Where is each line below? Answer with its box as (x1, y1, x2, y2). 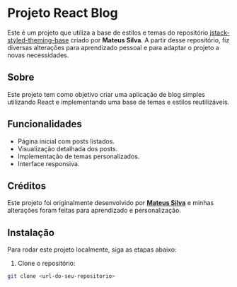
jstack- (209, 28, 230, 37)
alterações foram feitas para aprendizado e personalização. (7, 206, 182, 215)
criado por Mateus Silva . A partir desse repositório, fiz (70, 35, 230, 44)
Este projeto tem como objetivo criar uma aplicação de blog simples (7, 90, 205, 98)
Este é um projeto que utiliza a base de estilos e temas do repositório (7, 28, 209, 37)
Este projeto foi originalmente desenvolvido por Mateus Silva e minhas (7, 199, 214, 207)
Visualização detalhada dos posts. (17, 144, 118, 153)
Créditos (7, 180, 47, 192)
